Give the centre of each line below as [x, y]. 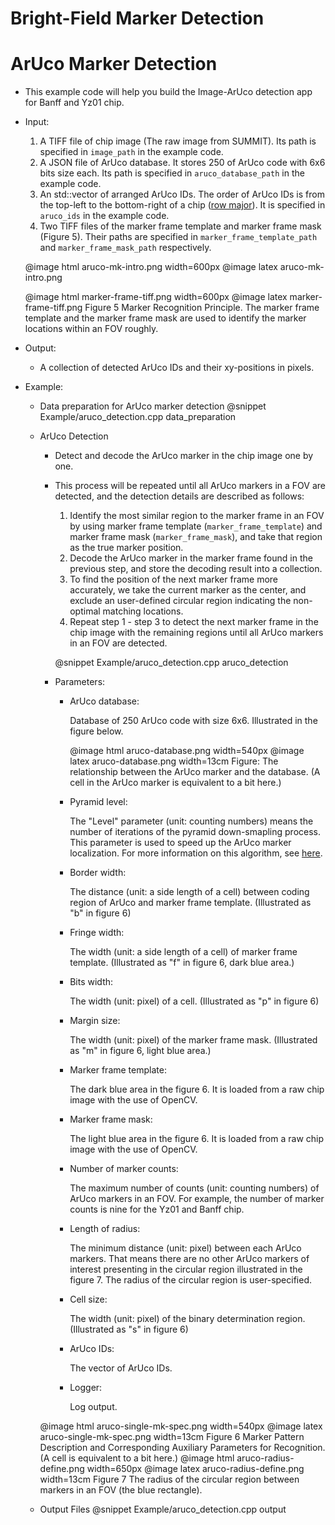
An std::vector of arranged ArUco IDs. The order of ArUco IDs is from [182, 194]
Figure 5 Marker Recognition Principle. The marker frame [202, 308]
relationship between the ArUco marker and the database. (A [195, 772]
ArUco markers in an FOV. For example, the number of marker [197, 1199]
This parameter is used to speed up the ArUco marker [180, 843]
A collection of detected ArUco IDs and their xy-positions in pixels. [177, 368]
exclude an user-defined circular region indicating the [180, 601]
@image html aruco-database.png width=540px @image [187, 751]
